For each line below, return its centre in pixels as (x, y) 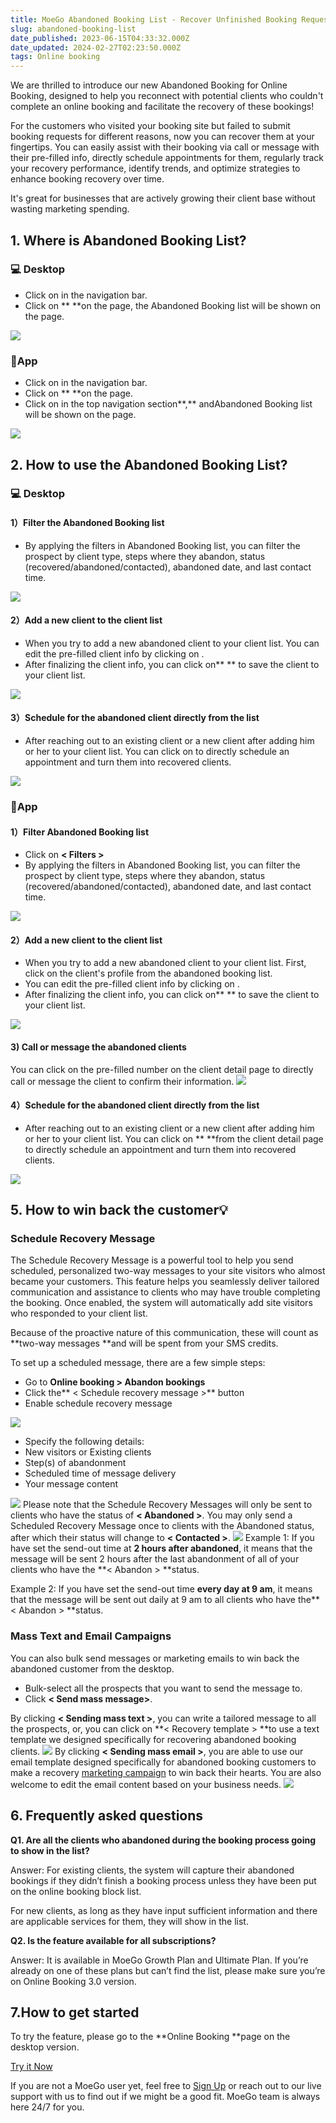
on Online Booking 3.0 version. (73, 1981)
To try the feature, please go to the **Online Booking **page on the (150, 2037)
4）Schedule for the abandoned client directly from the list (135, 1105)
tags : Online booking (55, 57)
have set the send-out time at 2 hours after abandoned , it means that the (161, 1548)
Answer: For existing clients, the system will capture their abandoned (152, 1870)
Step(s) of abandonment (75, 1463)
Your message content (71, 1484)
